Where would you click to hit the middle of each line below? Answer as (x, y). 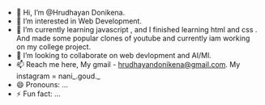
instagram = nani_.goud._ (58, 76)
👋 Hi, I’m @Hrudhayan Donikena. (71, 13)
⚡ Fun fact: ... (38, 94)
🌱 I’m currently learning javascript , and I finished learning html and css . (137, 29)
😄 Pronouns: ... (42, 84)
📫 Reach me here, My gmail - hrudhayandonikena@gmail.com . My (128, 64)
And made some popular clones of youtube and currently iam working (133, 38)
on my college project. (53, 47)
